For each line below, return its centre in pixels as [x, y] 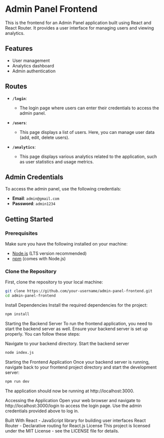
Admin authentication [34, 71]
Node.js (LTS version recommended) [49, 253]
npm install [17, 314]
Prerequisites [21, 233]
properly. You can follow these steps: [43, 334]
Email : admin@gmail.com [36, 198]
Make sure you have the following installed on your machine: [66, 244]
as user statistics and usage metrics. [57, 161]
